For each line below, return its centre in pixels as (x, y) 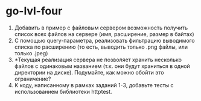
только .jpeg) (31, 53)
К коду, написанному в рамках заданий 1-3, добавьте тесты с (94, 85)
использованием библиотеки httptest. (63, 91)
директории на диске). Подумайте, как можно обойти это (89, 72)
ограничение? (33, 79)
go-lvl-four (34, 11)
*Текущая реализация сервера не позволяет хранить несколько (98, 60)
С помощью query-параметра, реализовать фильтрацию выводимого (104, 40)
